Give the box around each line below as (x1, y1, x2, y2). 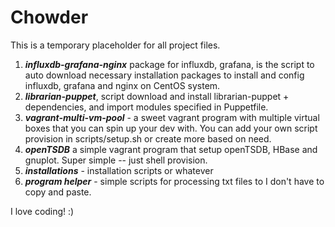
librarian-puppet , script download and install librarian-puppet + (24, 90, 290, 102)
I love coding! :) (10, 205, 75, 217)
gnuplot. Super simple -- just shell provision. (24, 154, 208, 166)
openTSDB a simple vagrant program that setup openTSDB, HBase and (24, 143, 318, 155)
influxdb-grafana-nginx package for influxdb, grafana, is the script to (24, 58, 315, 70)
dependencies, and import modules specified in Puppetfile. (24, 101, 269, 113)
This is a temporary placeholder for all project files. (10, 39, 221, 51)
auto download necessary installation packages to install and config (24, 69, 305, 81)
